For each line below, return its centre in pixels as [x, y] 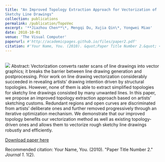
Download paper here [27, 140]
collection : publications [31, 19]
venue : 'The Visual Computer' [36, 37]
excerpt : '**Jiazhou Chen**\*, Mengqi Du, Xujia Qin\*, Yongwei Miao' [79, 28]
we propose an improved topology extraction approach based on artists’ [78, 98]
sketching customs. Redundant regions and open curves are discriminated [80, 103]
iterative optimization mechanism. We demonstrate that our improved [75, 113]
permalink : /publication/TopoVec [39, 23]
